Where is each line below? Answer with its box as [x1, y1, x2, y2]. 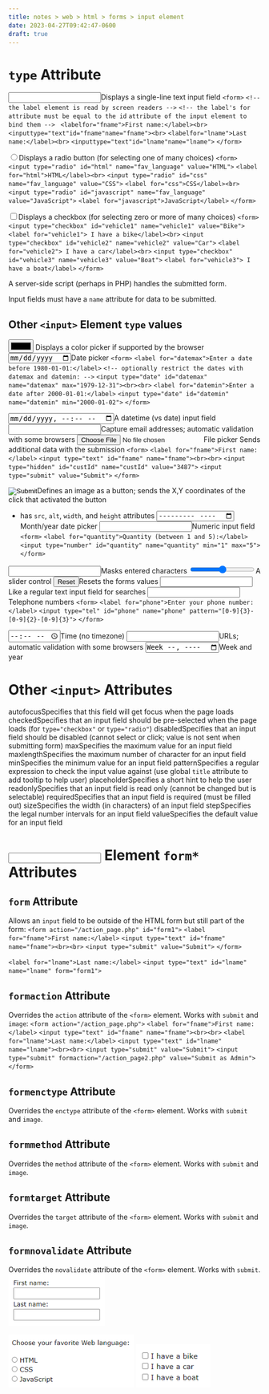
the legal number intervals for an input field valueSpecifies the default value [8, 809, 259, 819]
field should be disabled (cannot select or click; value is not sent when [8, 732, 241, 742]
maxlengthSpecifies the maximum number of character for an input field [8, 750, 247, 760]
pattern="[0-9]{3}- [189, 607, 255, 615]
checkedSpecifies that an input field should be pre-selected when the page [8, 715, 258, 725]
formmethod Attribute [8, 1137, 110, 1151]
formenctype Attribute [8, 1084, 116, 1098]
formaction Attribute [8, 989, 110, 1003]
